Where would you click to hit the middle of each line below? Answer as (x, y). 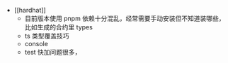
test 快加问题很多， (53, 52)
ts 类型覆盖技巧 (47, 36)
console (36, 44)
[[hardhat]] (30, 10)
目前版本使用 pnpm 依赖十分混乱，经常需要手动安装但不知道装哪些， (125, 18)
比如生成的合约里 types (59, 27)
